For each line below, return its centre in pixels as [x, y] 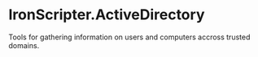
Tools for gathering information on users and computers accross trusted [129, 37]
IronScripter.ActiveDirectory [107, 15]
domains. [24, 45]
